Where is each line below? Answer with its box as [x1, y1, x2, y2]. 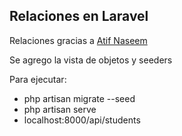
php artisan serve [23, 103, 97, 115]
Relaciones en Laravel [9, 8, 149, 25]
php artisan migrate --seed [23, 92, 136, 104]
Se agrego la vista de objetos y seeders [9, 54, 173, 66]
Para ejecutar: [9, 73, 67, 85]
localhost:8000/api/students [23, 114, 141, 126]
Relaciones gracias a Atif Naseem [9, 34, 148, 46]
